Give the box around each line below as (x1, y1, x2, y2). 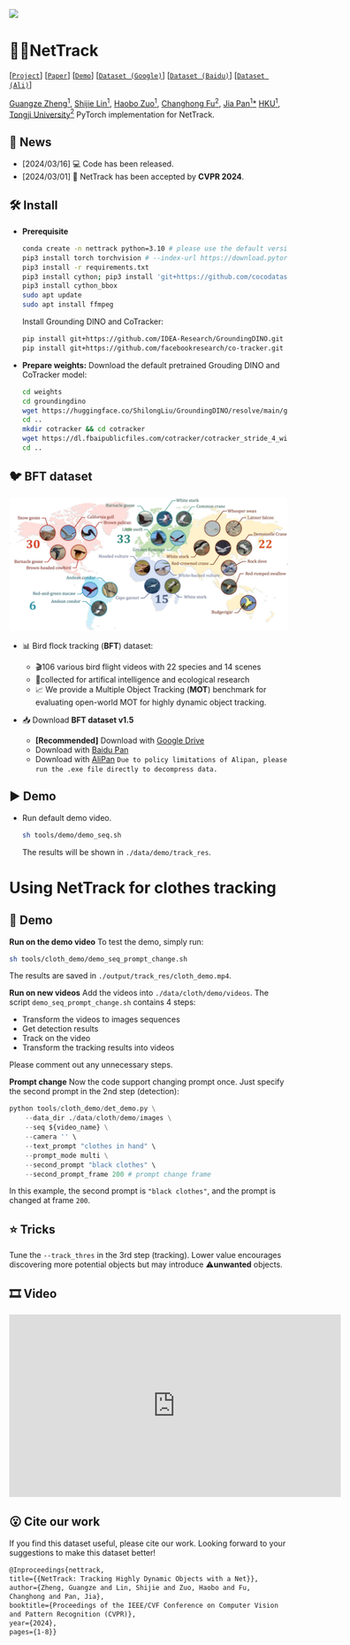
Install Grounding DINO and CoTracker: (21, 316, 164, 327)
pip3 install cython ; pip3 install (21, 272, 154, 282)
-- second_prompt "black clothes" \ (25, 1160, 156, 1170)
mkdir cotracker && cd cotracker (21, 425, 146, 434)
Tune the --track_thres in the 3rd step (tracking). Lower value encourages (9, 1250, 282, 1261)
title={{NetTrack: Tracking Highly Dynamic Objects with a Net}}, (9, 1574, 259, 1583)
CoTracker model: (21, 369, 87, 380)
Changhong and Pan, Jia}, (9, 1592, 104, 1601)
